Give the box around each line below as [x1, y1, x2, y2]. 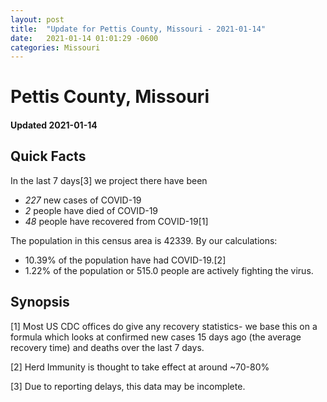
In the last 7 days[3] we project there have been [10, 174, 208, 186]
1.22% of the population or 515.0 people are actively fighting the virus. [24, 264, 314, 276]
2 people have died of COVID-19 [24, 204, 159, 216]
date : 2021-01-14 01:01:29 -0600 [10, 33, 159, 43]
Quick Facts [10, 148, 87, 165]
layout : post [10, 14, 65, 25]
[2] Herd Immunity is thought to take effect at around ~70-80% [10, 361, 270, 373]
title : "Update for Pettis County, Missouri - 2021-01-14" [10, 24, 267, 34]
